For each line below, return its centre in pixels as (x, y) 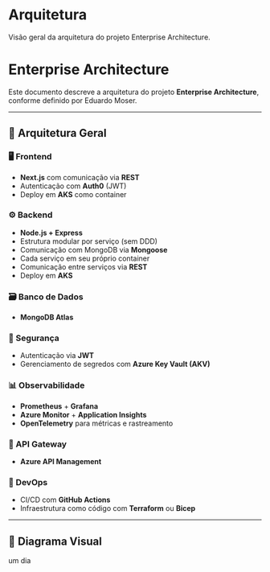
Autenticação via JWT (57, 356)
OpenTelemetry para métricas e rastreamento (96, 423)
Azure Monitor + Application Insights (83, 414)
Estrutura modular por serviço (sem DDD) (89, 241)
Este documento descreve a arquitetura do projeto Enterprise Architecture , (134, 92)
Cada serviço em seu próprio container (85, 258)
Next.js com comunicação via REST (80, 177)
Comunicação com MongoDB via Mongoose (94, 249)
